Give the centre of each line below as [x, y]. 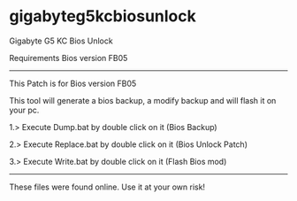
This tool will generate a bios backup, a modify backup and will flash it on [143, 100]
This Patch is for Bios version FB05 [73, 83]
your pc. [24, 110]
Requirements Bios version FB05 [69, 58]
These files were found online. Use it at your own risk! [107, 187]
